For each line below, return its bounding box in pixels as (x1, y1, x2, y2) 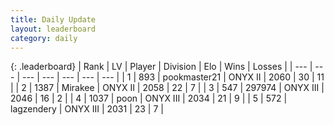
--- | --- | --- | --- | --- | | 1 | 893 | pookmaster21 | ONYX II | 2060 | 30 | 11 (21, 71, 325, 83)
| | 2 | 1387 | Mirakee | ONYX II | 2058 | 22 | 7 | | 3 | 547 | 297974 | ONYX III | (10, 82, 325, 94)
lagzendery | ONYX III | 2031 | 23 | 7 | (10, 103, 164, 115)
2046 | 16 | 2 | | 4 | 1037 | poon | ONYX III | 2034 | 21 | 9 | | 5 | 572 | (10, 92, 288, 105)
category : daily (10, 33, 78, 43)
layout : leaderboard (10, 24, 97, 34)
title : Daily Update (10, 14, 97, 25)
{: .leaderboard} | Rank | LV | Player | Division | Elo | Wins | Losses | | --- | (10, 61, 313, 73)
